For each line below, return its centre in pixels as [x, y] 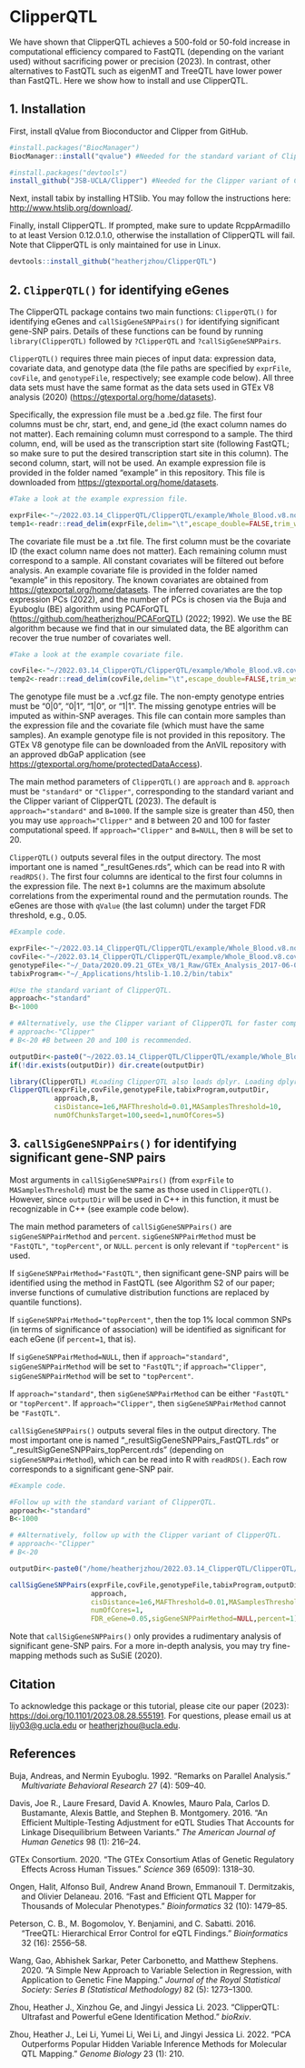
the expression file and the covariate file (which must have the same [137, 725]
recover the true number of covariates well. [90, 637]
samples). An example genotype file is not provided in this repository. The [148, 735]
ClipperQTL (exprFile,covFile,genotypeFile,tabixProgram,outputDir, [140, 1090]
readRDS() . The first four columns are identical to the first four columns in [146, 877]
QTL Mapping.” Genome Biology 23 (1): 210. [103, 2053]
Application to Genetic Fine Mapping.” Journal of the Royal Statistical [151, 1980]
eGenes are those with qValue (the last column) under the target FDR [138, 905]
